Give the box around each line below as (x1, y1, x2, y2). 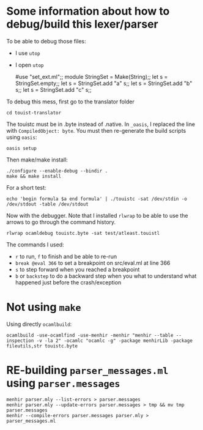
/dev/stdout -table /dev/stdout (6, 201, 89, 207)
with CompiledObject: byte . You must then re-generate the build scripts (6, 127, 186, 134)
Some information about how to (6, 4, 170, 18)
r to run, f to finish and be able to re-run (15, 253, 117, 260)
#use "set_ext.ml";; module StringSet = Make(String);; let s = (15, 73, 168, 80)
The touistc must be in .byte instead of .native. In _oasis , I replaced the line (6, 120, 196, 128)
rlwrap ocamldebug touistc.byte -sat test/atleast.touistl (6, 230, 160, 236)
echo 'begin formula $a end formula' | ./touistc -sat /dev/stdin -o (6, 196, 188, 202)
